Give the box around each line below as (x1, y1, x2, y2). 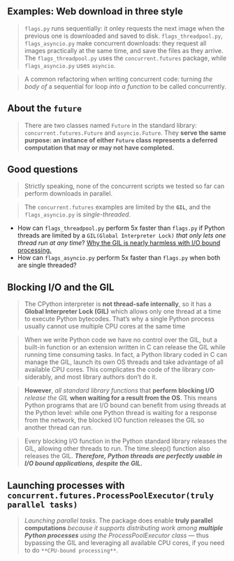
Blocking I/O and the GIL (7, 281, 115, 293)
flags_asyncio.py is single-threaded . (24, 210, 131, 219)
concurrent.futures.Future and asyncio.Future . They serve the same (24, 129, 227, 137)
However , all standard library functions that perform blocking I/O (24, 386, 215, 395)
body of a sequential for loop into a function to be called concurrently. (24, 82, 227, 90)
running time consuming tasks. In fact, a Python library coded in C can (24, 351, 228, 359)
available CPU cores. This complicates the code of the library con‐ (24, 365, 216, 374)
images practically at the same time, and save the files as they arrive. (24, 46, 224, 54)
